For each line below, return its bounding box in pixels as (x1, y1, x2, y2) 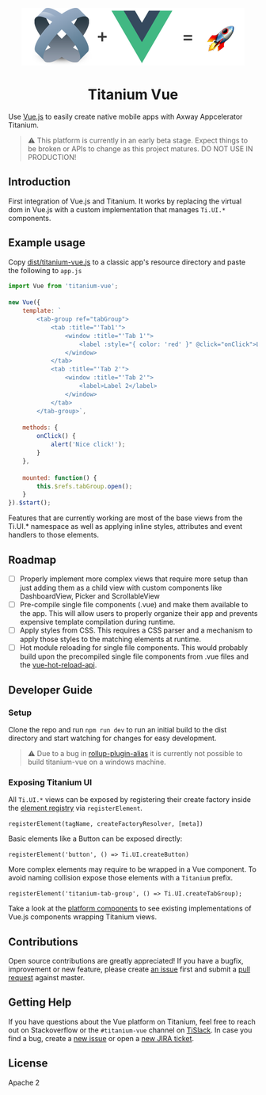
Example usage (8, 236, 85, 249)
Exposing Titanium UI (8, 777, 93, 788)
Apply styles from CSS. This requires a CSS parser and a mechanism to (19, 625, 253, 635)
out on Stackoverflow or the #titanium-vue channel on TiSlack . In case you (8, 1025, 253, 1035)
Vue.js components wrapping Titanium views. (8, 912, 157, 922)
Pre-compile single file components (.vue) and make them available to (19, 600, 249, 610)
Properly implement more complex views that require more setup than (19, 574, 248, 584)
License (8, 1057, 48, 1070)
